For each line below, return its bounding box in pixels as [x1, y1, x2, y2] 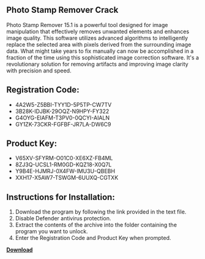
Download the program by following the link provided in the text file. [15, 208, 187, 215]
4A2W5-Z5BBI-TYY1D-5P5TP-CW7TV [15, 101, 112, 108]
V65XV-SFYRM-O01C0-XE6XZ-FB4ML [15, 155, 113, 162]
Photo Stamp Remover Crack [6, 5, 119, 15]
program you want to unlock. [15, 228, 88, 235]
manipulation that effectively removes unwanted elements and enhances [6, 28, 190, 35]
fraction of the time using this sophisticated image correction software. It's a [6, 53, 199, 61]
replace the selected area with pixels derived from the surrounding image [6, 41, 192, 48]
